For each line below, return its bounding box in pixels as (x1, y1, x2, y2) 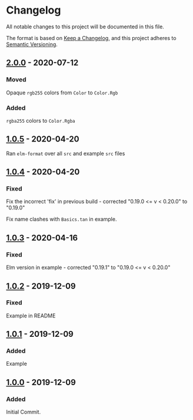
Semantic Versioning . (6, 41, 58, 48)
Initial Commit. (6, 408, 41, 416)
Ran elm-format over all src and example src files (6, 150, 125, 157)
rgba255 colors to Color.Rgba (6, 117, 75, 124)
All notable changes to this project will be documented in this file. (6, 23, 165, 30)
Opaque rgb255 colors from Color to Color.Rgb (6, 89, 118, 96)
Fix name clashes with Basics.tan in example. (6, 216, 117, 223)
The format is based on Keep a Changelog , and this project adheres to (6, 34, 177, 41)
